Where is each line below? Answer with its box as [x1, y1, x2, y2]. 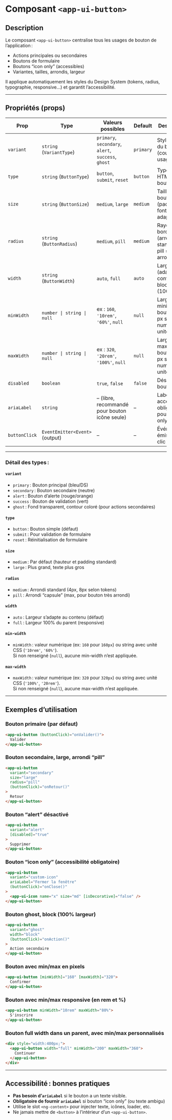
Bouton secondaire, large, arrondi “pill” [5, 754, 105, 761]
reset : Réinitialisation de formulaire [12, 537, 88, 543]
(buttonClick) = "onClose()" [10, 884, 68, 890]
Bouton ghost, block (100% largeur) [5, 911, 96, 918]
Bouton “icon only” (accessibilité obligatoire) [5, 858, 120, 865]
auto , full [96, 274, 121, 282]
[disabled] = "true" [10, 832, 50, 837]
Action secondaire [10, 946, 50, 952]
